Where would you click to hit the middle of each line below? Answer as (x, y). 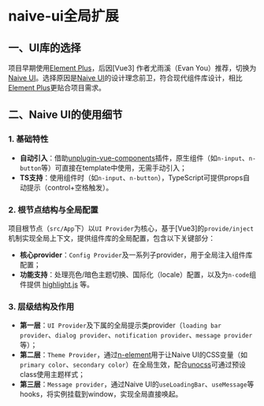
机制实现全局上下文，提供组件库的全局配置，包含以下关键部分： (112, 238)
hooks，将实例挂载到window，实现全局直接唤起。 (101, 394)
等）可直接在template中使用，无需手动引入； (114, 168)
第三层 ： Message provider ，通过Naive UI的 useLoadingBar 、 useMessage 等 (137, 384)
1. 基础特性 (28, 139)
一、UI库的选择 (45, 48)
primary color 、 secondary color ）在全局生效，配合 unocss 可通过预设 (132, 365)
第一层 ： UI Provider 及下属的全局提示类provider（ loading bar (121, 325)
